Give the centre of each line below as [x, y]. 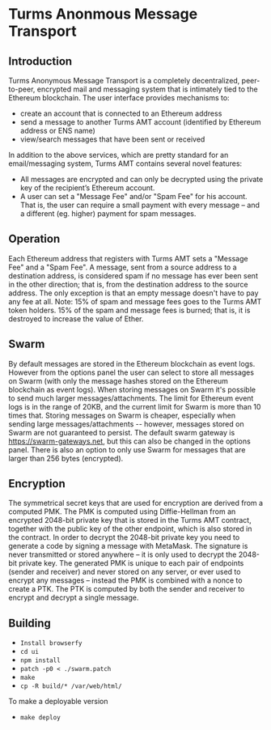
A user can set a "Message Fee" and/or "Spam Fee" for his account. [134, 196]
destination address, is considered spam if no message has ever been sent [133, 275]
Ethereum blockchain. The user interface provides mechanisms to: [119, 98]
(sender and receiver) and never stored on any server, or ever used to [125, 572]
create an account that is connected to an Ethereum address [121, 113]
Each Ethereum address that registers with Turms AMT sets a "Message [128, 258]
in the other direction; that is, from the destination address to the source [128, 284]
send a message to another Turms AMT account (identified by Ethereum [140, 122]
